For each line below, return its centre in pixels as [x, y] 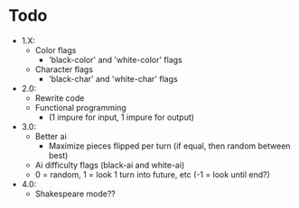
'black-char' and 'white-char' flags [113, 78]
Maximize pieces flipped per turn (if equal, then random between [169, 146]
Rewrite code [60, 98]
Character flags [64, 69]
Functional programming [81, 107]
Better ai [51, 136]
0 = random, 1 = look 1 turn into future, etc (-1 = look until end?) [152, 174]
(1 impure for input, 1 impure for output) [121, 117]
